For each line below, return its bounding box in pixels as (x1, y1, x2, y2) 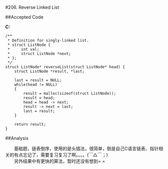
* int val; (7, 47, 39, 52)
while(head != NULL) (14, 82, 58, 87)
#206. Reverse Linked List (5, 5, 60, 10)
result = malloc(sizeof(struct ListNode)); (23, 91, 116, 96)
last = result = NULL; (14, 78, 62, 83)
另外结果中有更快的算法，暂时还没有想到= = (14, 158, 105, 164)
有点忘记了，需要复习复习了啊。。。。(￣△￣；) (14, 152, 108, 158)
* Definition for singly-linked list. (7, 38, 89, 43)
